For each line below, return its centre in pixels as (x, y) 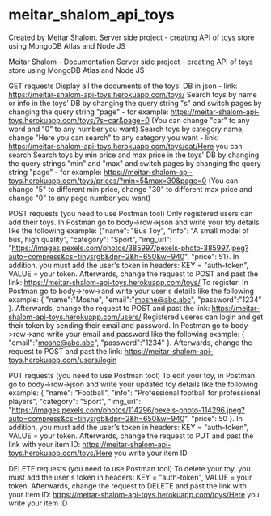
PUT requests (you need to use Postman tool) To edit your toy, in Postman (132, 375)
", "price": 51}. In (212, 256)
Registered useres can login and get (203, 317)
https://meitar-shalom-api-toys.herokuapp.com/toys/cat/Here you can (125, 146)
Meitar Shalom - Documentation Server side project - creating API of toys (131, 62)
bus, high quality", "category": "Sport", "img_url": (90, 239)
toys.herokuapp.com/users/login (63, 360)
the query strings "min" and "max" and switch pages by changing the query (135, 163)
